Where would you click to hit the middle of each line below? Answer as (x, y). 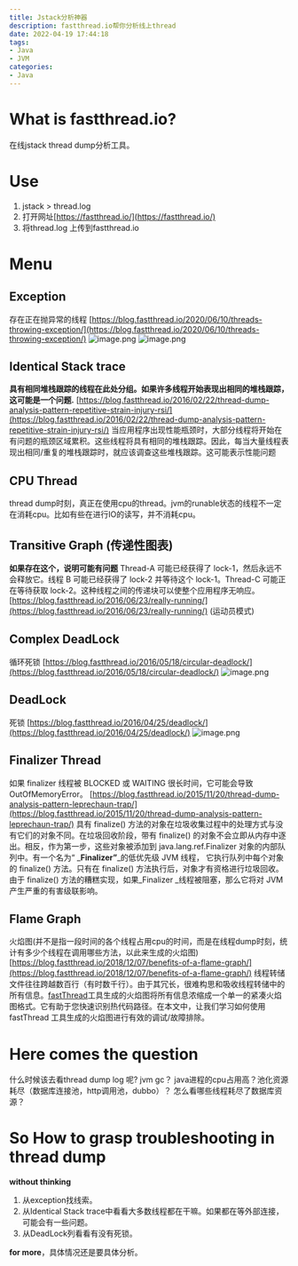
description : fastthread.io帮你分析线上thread (93, 26)
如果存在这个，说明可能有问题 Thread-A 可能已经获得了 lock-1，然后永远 (142, 569)
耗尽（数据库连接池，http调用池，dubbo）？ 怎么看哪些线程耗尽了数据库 (142, 1091)
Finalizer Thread (55, 760)
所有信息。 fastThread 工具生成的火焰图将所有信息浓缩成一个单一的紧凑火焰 (145, 995)
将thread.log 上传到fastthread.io (81, 227)
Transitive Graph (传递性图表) (91, 545)
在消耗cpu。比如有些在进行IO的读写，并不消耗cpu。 (105, 514)
